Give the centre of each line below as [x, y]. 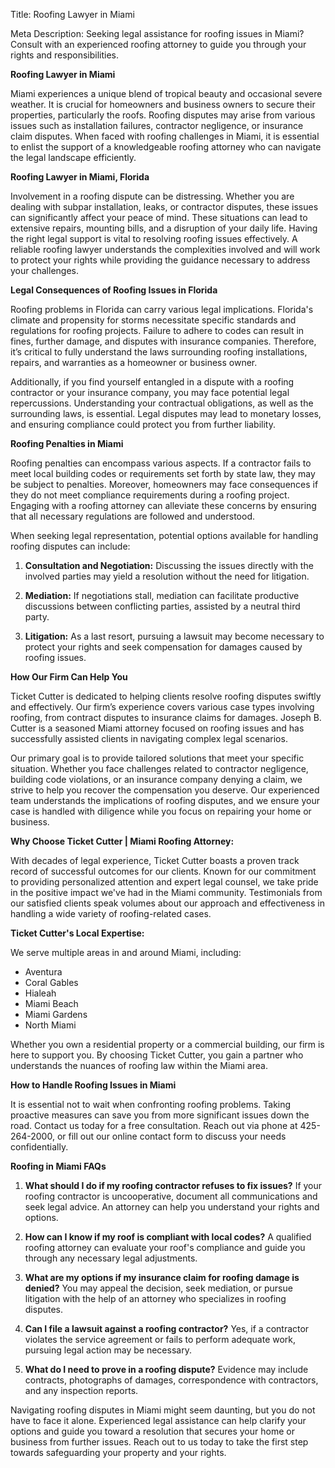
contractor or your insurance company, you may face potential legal [150, 392]
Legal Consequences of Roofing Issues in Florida [114, 290]
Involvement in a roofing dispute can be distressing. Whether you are [152, 196]
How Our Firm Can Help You [69, 677]
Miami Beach [51, 1003]
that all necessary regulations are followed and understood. [133, 516]
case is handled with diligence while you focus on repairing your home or [161, 811]
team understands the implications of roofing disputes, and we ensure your [165, 800]
